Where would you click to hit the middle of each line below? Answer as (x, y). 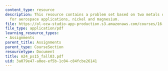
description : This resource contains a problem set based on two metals (82, 14)
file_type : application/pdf (34, 28)
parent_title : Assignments (33, 42)
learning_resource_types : (32, 33)
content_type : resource (30, 10)
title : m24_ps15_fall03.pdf (34, 56)
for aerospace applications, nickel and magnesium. (65, 19)
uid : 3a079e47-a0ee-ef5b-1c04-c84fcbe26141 (51, 61)
